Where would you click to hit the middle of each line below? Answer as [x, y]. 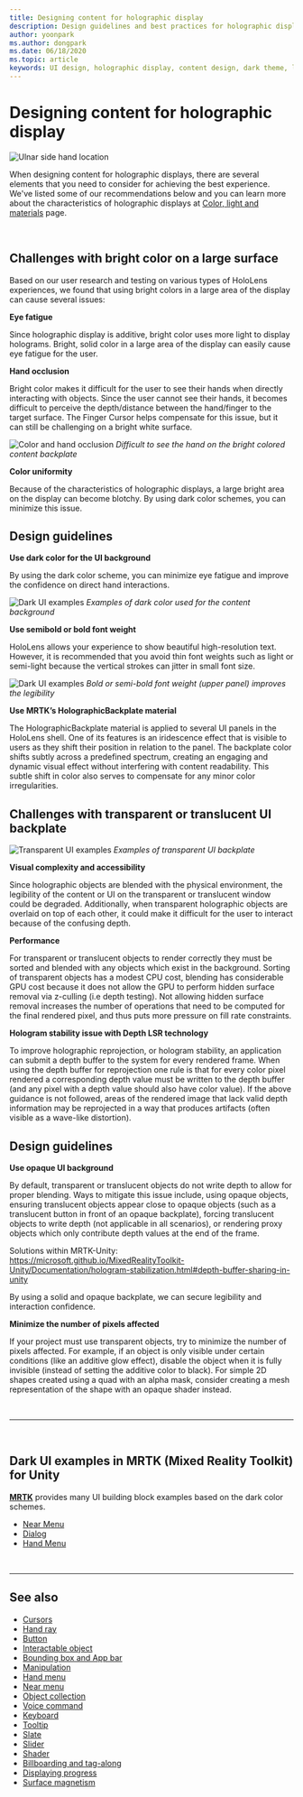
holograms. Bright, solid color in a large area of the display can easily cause [150, 344]
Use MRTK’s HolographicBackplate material [93, 711]
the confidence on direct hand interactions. [89, 585]
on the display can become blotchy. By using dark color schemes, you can [147, 498]
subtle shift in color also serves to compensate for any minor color [132, 776]
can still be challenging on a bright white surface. [101, 427]
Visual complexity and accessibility [78, 868]
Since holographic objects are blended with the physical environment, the [146, 885]
